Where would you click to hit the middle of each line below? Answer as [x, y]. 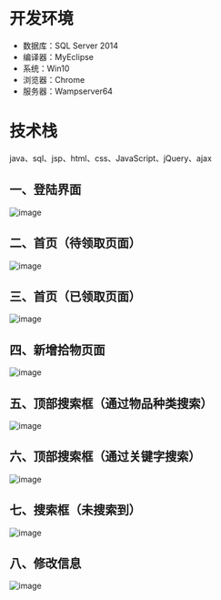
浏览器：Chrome [54, 79]
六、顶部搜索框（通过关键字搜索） [105, 457]
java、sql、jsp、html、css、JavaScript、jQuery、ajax [110, 158]
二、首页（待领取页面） [75, 244]
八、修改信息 [45, 563]
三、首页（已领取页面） [75, 296]
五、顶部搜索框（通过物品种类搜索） [111, 403]
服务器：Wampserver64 [68, 91]
